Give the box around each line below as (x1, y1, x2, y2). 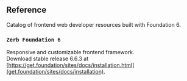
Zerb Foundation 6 (6, 36, 61, 43)
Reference (6, 5, 47, 15)
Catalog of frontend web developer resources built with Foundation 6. (6, 21, 182, 28)
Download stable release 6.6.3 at (6, 55, 89, 63)
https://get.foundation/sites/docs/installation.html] (8, 62, 135, 69)
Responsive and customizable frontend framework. (6, 49, 135, 56)
